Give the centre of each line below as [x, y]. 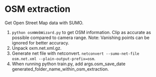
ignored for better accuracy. [40, 42]
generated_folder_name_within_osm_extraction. [60, 69]
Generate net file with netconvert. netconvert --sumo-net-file [76, 53]
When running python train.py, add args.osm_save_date [69, 64]
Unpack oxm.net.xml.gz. [37, 48]
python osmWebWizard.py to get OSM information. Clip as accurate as [81, 32]
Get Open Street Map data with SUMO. [44, 23]
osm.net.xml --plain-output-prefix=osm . [53, 58]
